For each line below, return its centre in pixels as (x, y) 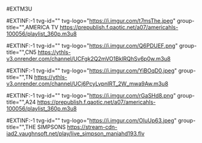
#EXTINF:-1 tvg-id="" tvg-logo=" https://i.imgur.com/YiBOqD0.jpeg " (92, 71)
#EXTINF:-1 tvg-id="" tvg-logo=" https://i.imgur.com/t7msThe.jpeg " (91, 21)
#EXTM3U (19, 9)
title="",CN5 (21, 52)
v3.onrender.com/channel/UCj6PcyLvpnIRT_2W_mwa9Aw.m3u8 (87, 83)
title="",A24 (21, 102)
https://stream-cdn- (92, 127)
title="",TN (20, 77)
